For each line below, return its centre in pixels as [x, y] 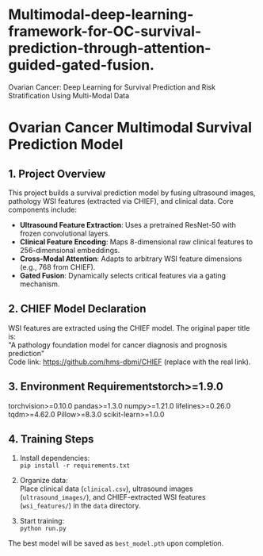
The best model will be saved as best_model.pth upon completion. [116, 543]
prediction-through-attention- [110, 48]
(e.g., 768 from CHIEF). [57, 266]
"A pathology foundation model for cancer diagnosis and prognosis [118, 345]
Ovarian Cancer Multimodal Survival [130, 128]
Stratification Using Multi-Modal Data [69, 95]
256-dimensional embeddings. [70, 250]
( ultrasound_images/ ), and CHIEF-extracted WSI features [112, 497]
